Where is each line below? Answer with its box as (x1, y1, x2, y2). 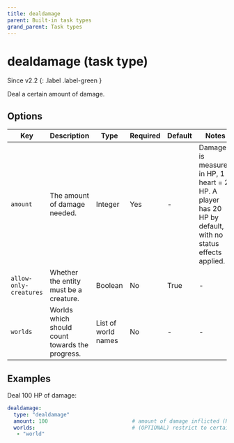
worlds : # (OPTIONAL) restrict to (13, 424, 208, 431)
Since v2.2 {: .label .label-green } (7, 76, 102, 85)
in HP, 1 (198, 169, 225, 179)
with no (198, 230, 224, 240)
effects (198, 247, 222, 257)
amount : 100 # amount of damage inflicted (13, 417, 219, 425)
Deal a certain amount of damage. (7, 90, 105, 99)
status (198, 239, 219, 249)
